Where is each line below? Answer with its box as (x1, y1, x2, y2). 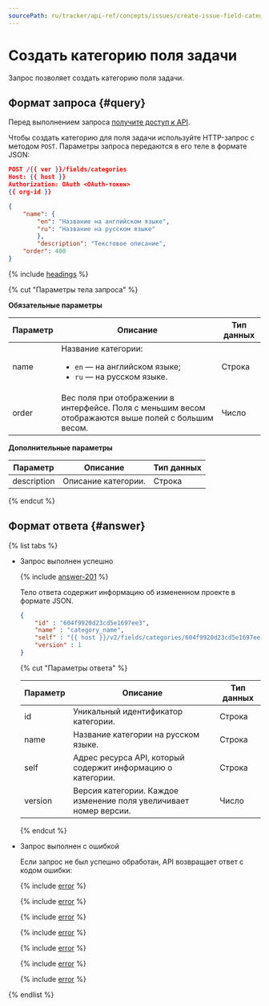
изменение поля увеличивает (73, 795, 190, 806)
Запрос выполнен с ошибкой (19, 841, 120, 851)
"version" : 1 (34, 641, 82, 650)
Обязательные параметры (8, 300, 102, 310)
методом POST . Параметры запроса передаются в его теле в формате (8, 141, 247, 151)
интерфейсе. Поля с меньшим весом (61, 402, 206, 413)
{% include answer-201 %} (19, 572, 109, 581)
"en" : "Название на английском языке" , (37, 218, 171, 226)
